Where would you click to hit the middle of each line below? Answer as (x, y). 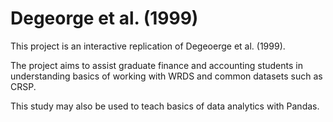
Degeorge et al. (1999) (104, 18)
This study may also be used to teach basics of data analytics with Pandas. (165, 106)
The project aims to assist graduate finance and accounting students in (156, 65)
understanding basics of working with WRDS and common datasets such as (166, 76)
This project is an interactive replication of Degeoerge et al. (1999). (148, 46)
